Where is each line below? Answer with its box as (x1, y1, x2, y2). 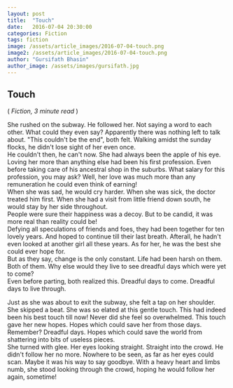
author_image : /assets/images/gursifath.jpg (7, 62, 139, 69)
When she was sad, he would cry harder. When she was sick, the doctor (7, 187, 216, 196)
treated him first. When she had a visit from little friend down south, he (7, 195, 211, 203)
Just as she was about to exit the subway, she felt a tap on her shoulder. (7, 298, 216, 307)
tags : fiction (7, 36, 49, 44)
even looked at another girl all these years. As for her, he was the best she (7, 240, 222, 248)
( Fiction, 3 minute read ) (7, 107, 78, 116)
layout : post (7, 10, 45, 18)
